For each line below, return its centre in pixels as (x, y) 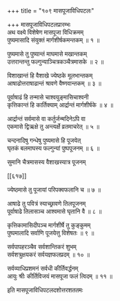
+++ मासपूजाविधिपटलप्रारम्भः (39, 25)
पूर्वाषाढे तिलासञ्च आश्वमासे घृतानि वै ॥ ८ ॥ (54, 211)
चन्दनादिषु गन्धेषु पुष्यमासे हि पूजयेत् (44, 140)
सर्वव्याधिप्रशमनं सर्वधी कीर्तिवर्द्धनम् (43, 268)
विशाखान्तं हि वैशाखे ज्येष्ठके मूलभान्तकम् (50, 75)
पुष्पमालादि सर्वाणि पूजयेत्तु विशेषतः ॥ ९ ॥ (51, 233)
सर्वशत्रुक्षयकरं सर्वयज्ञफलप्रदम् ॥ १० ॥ (49, 255)
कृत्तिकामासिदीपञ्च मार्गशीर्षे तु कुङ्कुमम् (49, 225)
